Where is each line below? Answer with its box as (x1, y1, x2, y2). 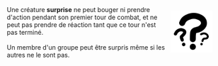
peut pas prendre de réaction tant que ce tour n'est (6, 20, 156, 29)
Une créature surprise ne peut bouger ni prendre (6, 5, 150, 13)
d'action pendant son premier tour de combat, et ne (6, 13, 158, 21)
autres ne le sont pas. (6, 50, 70, 59)
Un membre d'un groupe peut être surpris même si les (6, 43, 166, 51)
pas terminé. (6, 28, 44, 36)
